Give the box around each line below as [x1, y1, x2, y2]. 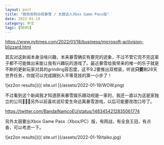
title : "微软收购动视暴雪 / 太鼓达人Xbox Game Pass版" [5, 12, 109, 17]
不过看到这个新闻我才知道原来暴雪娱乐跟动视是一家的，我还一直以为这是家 [5, 93, 155, 98]
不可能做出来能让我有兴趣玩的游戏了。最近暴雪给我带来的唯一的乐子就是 [13, 60, 159, 66]
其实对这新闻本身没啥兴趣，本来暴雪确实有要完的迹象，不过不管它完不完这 [5, 54, 155, 60]
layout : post [5, 7, 32, 12]
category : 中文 [5, 21, 35, 26]
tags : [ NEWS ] [5, 25, 32, 30]
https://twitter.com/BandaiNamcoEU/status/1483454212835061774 [5, 108, 140, 114]
